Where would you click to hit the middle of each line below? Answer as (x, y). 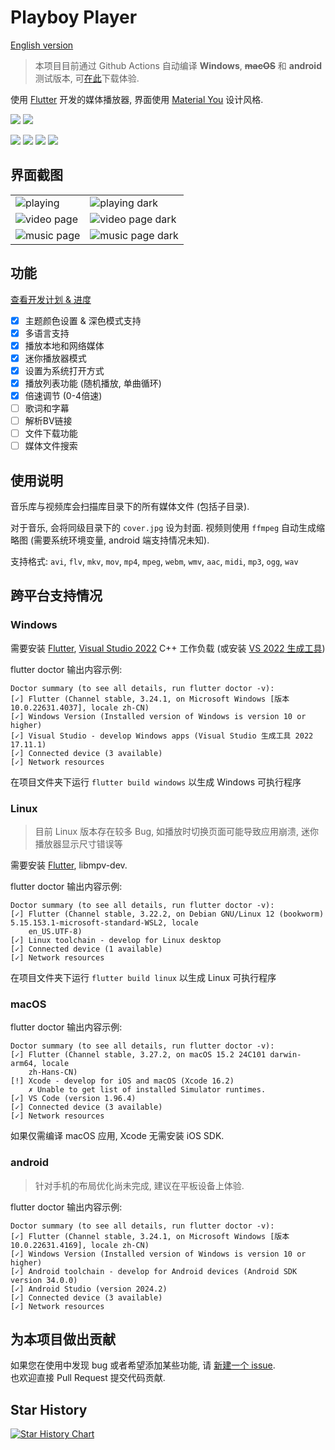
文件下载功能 (51, 433)
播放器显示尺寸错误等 (78, 844)
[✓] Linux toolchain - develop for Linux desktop (116, 941)
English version (42, 45)
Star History (49, 1409)
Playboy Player (74, 17)
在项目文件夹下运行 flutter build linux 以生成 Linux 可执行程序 (143, 978)
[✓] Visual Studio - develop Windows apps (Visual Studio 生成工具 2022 (162, 736)
